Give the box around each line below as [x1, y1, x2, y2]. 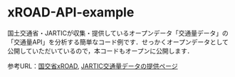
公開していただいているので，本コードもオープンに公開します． [7, 46, 194, 55]
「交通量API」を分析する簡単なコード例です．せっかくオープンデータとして [7, 37, 229, 46]
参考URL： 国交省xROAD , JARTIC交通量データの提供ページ [7, 61, 178, 70]
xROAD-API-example [7, 4, 135, 21]
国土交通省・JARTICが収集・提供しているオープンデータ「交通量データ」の [7, 29, 229, 37]
